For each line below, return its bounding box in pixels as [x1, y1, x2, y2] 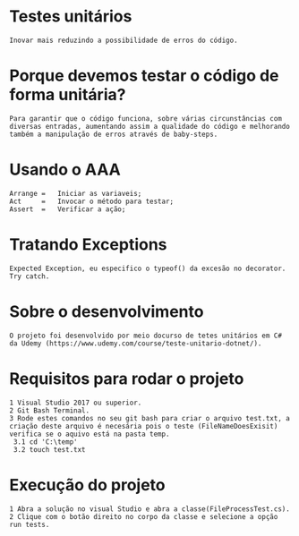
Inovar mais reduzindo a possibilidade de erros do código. [9, 36, 239, 45]
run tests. [9, 520, 50, 529]
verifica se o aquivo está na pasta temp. [9, 430, 170, 438]
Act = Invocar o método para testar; [9, 197, 175, 206]
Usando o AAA [9, 159, 121, 180]
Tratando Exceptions [9, 234, 167, 254]
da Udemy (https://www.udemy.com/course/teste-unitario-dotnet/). [9, 338, 262, 348]
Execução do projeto [9, 474, 166, 495]
